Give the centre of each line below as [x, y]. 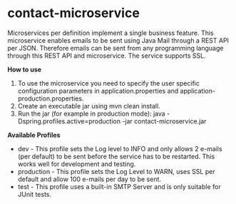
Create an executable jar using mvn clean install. [89, 106]
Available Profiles [34, 135]
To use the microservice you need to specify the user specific [108, 83]
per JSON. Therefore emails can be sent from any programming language [116, 48]
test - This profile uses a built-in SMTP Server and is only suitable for [119, 186]
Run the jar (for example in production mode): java [91, 113]
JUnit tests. [35, 194]
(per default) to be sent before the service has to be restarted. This [116, 156]
